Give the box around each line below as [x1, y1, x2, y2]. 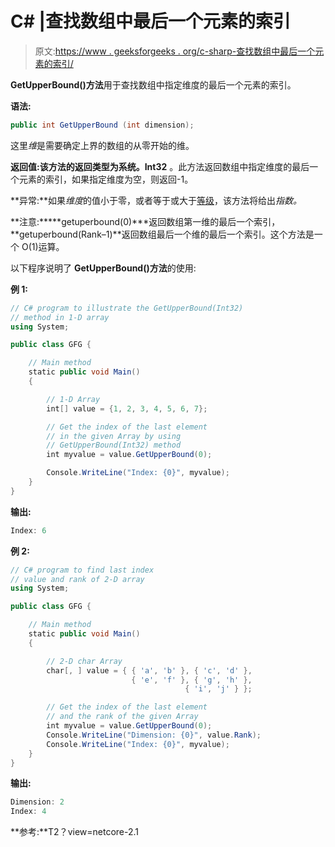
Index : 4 [10, 807, 47, 817]
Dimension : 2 [10, 797, 65, 807]
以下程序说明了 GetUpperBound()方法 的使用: [10, 262, 197, 274]
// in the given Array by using [46, 431, 182, 441]
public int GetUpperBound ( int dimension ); [10, 120, 195, 130]
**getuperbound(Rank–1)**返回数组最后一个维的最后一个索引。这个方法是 [10, 228, 315, 240]
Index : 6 [10, 525, 47, 536]
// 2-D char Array [46, 656, 123, 666]
